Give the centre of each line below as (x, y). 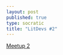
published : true (26, 18)
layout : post (22, 12)
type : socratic (25, 23)
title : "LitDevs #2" (32, 29)
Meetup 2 (18, 46)
